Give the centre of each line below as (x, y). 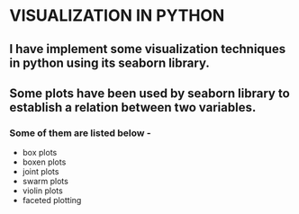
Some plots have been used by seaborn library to (149, 93)
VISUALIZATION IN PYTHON (117, 16)
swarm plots (45, 182)
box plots (40, 153)
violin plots (42, 191)
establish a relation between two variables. (133, 107)
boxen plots (44, 162)
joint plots (41, 172)
